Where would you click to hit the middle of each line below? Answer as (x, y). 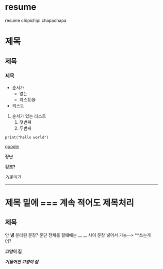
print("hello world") (27, 137)
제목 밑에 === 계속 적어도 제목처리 (70, 203)
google (12, 146)
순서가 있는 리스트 (29, 116)
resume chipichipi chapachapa (36, 20)
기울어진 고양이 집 (22, 262)
